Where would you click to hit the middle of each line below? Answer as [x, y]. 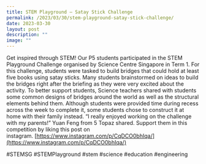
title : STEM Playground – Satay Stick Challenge [70, 12]
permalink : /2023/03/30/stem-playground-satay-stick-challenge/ [90, 18]
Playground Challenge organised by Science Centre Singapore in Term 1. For [103, 64]
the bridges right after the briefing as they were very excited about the [95, 84]
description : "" [27, 35]
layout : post [23, 29]
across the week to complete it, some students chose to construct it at [95, 110]
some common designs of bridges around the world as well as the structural [103, 97]
